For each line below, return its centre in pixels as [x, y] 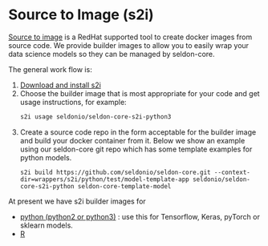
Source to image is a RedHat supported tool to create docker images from [130, 37]
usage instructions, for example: [73, 102]
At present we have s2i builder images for [77, 201]
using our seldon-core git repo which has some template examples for [136, 149]
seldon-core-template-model [124, 186]
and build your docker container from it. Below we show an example [132, 140]
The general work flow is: [50, 69]
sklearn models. [47, 225]
